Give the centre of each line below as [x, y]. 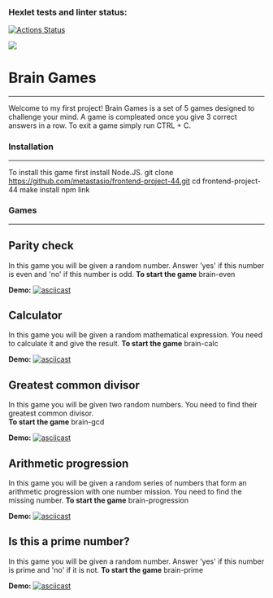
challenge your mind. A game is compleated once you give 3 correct [123, 117]
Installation [31, 147]
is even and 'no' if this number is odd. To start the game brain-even [122, 274]
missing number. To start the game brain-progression [99, 500]
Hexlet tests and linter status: [68, 12]
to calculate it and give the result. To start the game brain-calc [113, 344]
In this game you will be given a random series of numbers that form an [128, 483]
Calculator [35, 316]
